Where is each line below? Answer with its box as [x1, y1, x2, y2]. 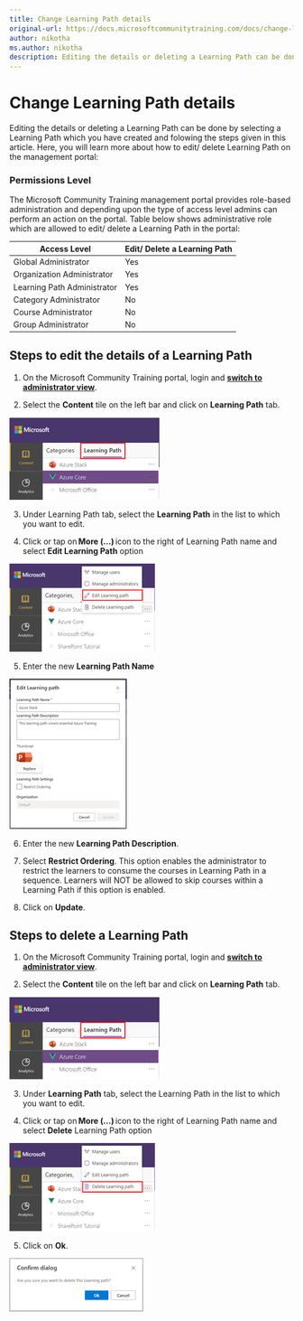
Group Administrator [13, 319, 89, 330]
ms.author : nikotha [9, 43, 83, 52]
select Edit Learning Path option [22, 545, 144, 556]
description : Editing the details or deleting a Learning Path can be [9, 52, 280, 62]
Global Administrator [13, 257, 90, 267]
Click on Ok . [22, 1241, 69, 1251]
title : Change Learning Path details [9, 14, 151, 23]
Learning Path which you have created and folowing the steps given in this [9, 132, 287, 144]
